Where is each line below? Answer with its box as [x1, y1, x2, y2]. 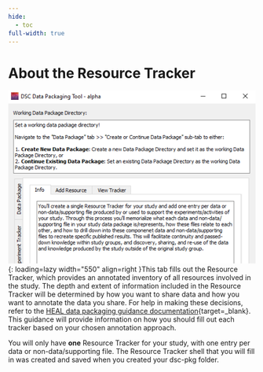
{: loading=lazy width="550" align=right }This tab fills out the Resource [8, 264, 238, 274]
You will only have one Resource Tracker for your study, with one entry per [8, 338, 250, 348]
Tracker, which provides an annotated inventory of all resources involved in [8, 272, 251, 282]
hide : [8, 13, 26, 20]
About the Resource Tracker [8, 64, 196, 82]
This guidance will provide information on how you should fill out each [8, 315, 236, 324]
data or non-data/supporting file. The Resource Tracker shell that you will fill [8, 346, 255, 355]
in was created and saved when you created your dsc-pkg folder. [8, 355, 220, 364]
